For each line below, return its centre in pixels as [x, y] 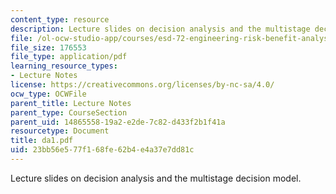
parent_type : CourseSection [69, 112]
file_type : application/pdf [69, 57]
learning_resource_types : [64, 66]
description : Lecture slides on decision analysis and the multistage [160, 29]
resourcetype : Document [60, 131]
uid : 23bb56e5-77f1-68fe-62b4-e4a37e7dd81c [102, 150]
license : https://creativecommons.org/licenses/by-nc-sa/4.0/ [142, 85]
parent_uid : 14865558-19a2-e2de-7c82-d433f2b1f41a [118, 122]
